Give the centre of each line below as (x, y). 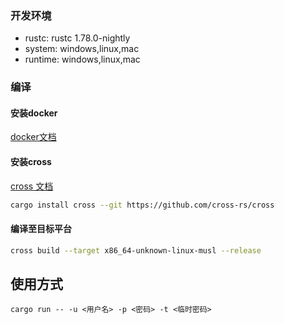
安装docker (34, 113)
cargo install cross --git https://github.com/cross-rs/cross (142, 205)
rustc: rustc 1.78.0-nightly (77, 38)
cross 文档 (32, 186)
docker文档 (33, 137)
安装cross (31, 162)
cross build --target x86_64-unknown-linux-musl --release (136, 250)
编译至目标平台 (41, 229)
